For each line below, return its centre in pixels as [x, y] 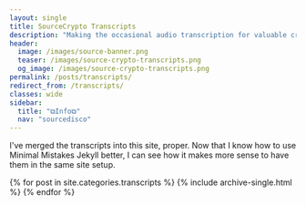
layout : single [38, 18]
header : [24, 43]
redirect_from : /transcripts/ [67, 86]
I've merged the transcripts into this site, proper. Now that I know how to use [153, 146]
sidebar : [26, 102]
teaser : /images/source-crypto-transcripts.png [110, 60]
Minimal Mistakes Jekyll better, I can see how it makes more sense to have [149, 155]
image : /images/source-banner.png [83, 52]
